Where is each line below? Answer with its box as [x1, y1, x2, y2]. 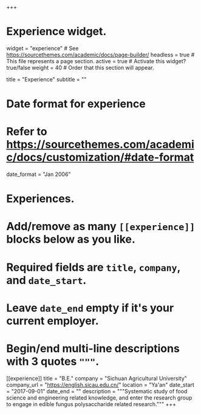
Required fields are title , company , [6, 260, 181, 274]
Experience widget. [6, 25, 107, 38]
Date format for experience [6, 97, 146, 111]
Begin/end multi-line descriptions [6, 342, 180, 355]
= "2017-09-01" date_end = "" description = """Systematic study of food [6, 387, 188, 395]
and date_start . [6, 273, 87, 287]
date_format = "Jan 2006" [6, 171, 71, 178]
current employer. [6, 314, 99, 328]
